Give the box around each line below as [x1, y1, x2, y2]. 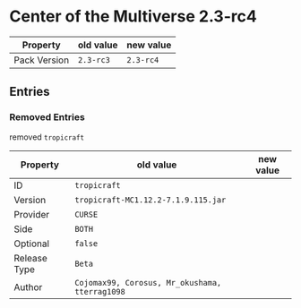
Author [13, 280, 43, 293]
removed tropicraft [9, 132, 85, 142]
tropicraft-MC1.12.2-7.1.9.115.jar [74, 194, 227, 205]
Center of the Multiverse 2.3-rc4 [9, 6, 257, 27]
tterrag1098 [74, 287, 125, 296]
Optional [13, 237, 50, 250]
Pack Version [13, 54, 70, 66]
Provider [13, 208, 50, 220]
